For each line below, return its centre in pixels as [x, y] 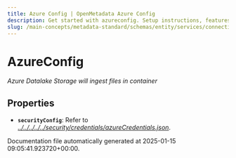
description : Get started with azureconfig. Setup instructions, [105, 20]
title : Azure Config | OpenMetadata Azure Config [81, 14]
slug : [15, 27]
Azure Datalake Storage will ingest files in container [83, 81]
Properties [31, 103]
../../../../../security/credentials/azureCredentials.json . [94, 128]
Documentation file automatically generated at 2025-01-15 [92, 141]
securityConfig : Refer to [53, 120]
